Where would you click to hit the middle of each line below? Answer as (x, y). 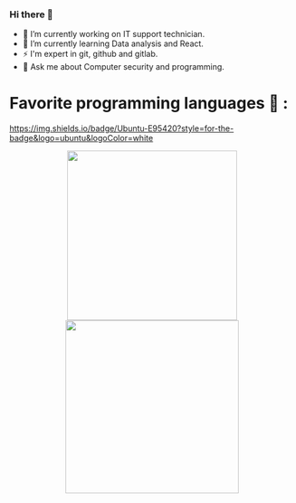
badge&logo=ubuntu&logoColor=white (81, 138)
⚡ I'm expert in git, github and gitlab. (90, 54)
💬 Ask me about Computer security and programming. (123, 67)
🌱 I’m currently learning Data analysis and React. (113, 43)
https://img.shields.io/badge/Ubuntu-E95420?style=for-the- (122, 128)
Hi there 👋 (32, 14)
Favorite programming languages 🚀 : (149, 104)
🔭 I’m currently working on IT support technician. (114, 34)
